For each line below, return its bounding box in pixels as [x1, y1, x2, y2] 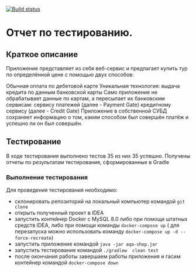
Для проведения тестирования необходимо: [6, 186, 118, 193]
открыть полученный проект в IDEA [14, 209, 104, 216]
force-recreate [14, 235, 52, 242]
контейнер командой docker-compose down [14, 259, 119, 266]
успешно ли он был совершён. [6, 120, 83, 127]
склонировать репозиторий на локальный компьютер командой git [14, 198, 185, 205]
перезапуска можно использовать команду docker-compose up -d [14, 228, 178, 235]
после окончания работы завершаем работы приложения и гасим [14, 253, 181, 260]
